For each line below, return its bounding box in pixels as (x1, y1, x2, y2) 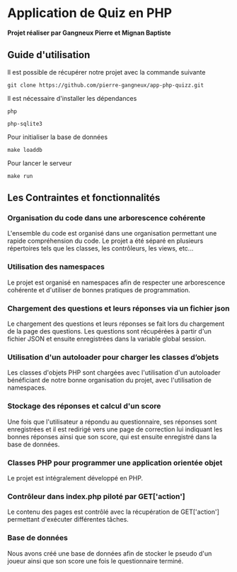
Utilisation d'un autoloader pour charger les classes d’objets (7, 352, 219, 362)
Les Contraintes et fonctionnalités (7, 192, 161, 204)
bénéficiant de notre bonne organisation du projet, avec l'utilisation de (7, 376, 212, 385)
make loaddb (7, 146, 42, 153)
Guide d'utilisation (7, 49, 91, 61)
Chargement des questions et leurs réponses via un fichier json (7, 303, 230, 313)
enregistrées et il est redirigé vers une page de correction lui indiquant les (7, 424, 223, 434)
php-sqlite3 (7, 120, 42, 127)
